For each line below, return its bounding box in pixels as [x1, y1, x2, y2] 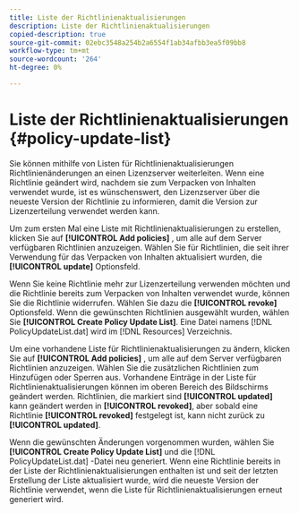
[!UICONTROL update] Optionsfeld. [9, 261, 141, 271]
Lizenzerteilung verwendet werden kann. [9, 205, 160, 216]
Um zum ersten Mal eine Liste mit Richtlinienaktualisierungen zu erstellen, [9, 223, 282, 234]
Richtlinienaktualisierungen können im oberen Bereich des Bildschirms [9, 381, 269, 392]
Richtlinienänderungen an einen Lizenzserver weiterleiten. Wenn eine [9, 167, 265, 178]
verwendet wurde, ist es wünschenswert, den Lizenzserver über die [9, 186, 261, 197]
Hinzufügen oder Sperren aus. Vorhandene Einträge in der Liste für [9, 372, 257, 382]
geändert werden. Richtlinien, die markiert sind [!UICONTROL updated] [9, 390, 273, 401]
